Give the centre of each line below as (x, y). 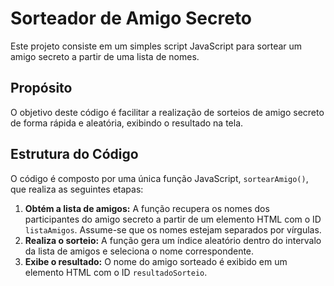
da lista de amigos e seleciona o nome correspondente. (139, 251)
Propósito (41, 88)
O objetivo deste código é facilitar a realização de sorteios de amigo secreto (167, 112)
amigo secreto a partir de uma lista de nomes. (105, 56)
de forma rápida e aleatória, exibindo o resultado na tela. (127, 123)
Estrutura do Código (74, 154)
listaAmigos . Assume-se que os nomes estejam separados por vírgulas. (173, 229)
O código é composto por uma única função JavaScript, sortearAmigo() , (159, 178)
